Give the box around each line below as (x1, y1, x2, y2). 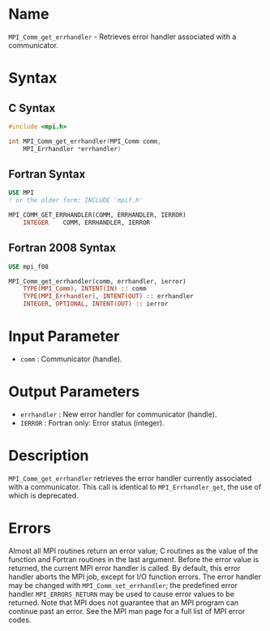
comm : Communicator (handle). (19, 354, 123, 364)
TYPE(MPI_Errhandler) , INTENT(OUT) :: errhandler (23, 292, 195, 300)
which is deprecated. (8, 491, 79, 500)
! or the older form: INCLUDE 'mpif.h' (8, 197, 144, 205)
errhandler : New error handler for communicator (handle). (19, 409, 217, 419)
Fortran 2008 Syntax (8, 241, 116, 255)
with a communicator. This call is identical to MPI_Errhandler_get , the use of (8, 482, 262, 491)
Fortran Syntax (8, 167, 86, 181)
